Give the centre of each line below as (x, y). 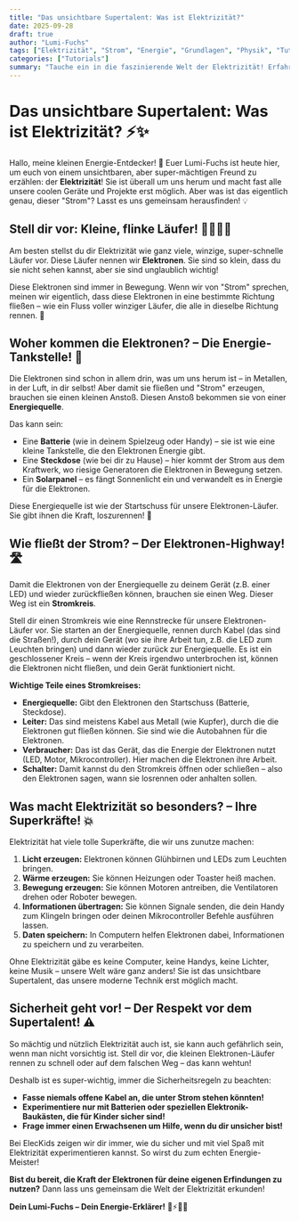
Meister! (24, 1162)
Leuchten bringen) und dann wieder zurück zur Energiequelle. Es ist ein (141, 649)
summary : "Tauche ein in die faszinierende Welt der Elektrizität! (137, 68)
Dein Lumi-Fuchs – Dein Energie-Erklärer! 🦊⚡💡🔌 (99, 1206)
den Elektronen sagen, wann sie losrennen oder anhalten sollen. (140, 778)
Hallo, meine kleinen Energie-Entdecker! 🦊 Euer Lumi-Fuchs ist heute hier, (145, 162)
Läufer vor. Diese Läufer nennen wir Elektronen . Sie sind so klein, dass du (145, 260)
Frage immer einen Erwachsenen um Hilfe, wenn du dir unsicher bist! (152, 1126)
